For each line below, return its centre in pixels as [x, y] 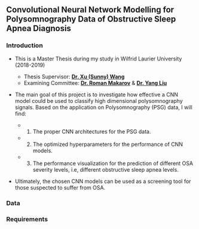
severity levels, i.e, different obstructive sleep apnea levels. [106, 169]
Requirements [27, 219]
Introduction [25, 45]
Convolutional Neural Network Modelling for [90, 10]
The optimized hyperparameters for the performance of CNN [108, 144]
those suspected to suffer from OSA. [60, 187]
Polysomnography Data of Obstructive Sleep [91, 19]
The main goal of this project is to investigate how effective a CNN [96, 94]
